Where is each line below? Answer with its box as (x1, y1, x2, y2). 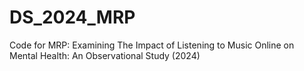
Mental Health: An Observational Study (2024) (9, 49, 201, 61)
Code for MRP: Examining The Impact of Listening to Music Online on (9, 39, 295, 51)
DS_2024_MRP (9, 6, 136, 29)
